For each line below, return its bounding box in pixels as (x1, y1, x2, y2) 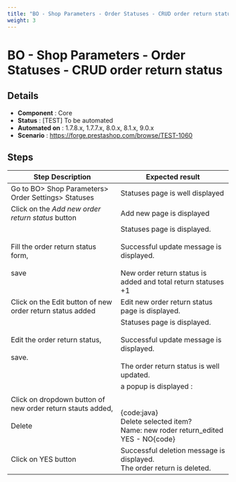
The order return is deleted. (120, 463, 211, 473)
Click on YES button (11, 455, 77, 464)
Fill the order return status (11, 242, 97, 252)
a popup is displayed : (120, 382, 193, 391)
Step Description (33, 172, 91, 182)
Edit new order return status (120, 297, 213, 307)
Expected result (145, 172, 200, 182)
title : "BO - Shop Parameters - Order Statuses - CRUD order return (7, 10, 212, 18)
